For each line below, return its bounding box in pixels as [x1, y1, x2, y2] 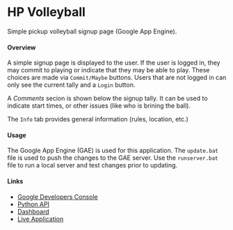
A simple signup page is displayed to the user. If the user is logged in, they [7, 58, 220, 67]
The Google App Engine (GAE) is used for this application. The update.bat [7, 147, 219, 155]
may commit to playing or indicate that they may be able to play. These [7, 66, 210, 74]
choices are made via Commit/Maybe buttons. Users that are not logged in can [7, 74, 227, 82]
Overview [7, 43, 36, 51]
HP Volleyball [7, 4, 86, 20]
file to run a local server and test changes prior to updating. [7, 161, 178, 170]
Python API [17, 199, 50, 208]
